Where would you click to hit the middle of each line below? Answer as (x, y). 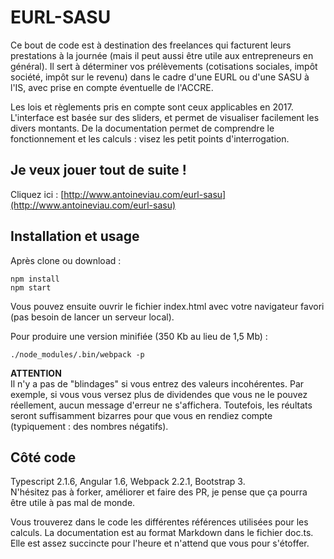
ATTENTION (36, 373)
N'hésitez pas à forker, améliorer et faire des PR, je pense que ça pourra (159, 492)
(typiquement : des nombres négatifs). (89, 426)
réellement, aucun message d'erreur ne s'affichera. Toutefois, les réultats (161, 405)
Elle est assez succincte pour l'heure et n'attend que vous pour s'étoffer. (160, 543)
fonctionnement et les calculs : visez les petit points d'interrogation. (150, 138)
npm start (31, 287)
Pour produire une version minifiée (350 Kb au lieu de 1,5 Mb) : (139, 336)
